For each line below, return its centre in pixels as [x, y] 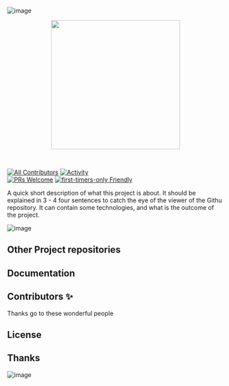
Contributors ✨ [40, 297]
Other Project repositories [64, 250]
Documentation [41, 273]
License [24, 335]
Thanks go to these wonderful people [60, 313]
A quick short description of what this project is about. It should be [101, 193]
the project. [23, 215]
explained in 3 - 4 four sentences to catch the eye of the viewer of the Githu [115, 200]
